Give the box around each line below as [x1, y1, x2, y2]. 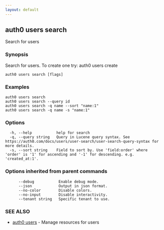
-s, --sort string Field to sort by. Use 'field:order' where [9, 148, 148, 153]
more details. [5, 143, 35, 149]
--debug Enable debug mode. [18, 179, 99, 184]
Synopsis [5, 51, 28, 58]
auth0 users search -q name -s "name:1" [5, 108, 90, 113]
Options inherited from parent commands [5, 168, 108, 175]
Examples [5, 83, 30, 90]
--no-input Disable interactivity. [18, 192, 108, 197]
